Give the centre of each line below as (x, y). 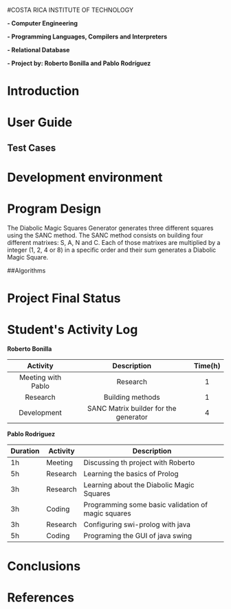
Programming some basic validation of (146, 505)
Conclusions (44, 566)
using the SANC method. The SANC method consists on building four (105, 235)
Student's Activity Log (73, 330)
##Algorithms (26, 270)
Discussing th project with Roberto (139, 462)
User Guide (40, 122)
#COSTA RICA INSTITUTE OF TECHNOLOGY (70, 10)
